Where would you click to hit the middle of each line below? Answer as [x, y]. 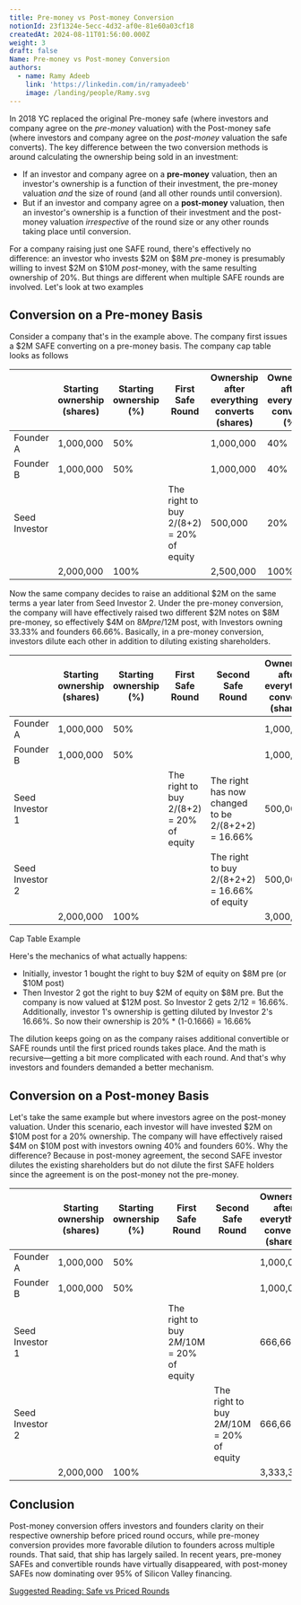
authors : [26, 68]
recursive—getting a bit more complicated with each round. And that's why [148, 1058]
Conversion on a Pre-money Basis [106, 315]
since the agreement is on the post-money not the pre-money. [124, 1175]
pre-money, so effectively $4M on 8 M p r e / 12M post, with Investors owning [146, 622]
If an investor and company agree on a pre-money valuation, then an [150, 174]
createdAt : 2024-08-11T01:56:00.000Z [80, 34]
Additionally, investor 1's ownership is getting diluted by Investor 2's [147, 1012]
